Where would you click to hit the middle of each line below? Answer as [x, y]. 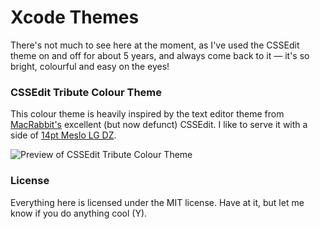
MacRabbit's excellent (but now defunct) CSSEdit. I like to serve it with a [159, 125]
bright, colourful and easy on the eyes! [90, 66]
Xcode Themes [75, 17]
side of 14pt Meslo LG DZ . [63, 135]
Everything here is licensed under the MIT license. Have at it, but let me [157, 202]
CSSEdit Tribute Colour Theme [86, 92]
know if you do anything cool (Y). [79, 213]
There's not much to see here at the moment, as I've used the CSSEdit [155, 45]
